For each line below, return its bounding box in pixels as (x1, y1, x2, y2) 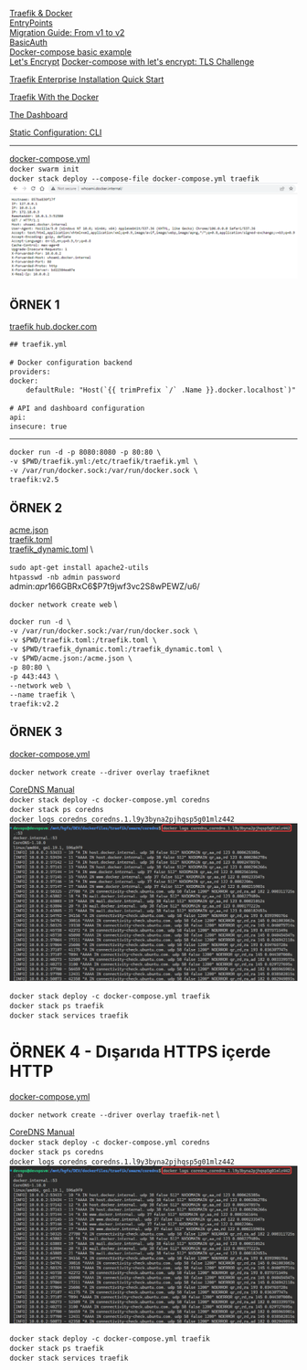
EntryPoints (9, 17, 53, 28)
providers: (9, 367, 51, 377)
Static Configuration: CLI (9, 127, 102, 138)
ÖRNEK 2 (9, 500, 63, 515)
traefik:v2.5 (9, 475, 59, 485)
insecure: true (9, 422, 68, 432)
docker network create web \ (9, 598, 117, 609)
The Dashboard (9, 110, 69, 120)
